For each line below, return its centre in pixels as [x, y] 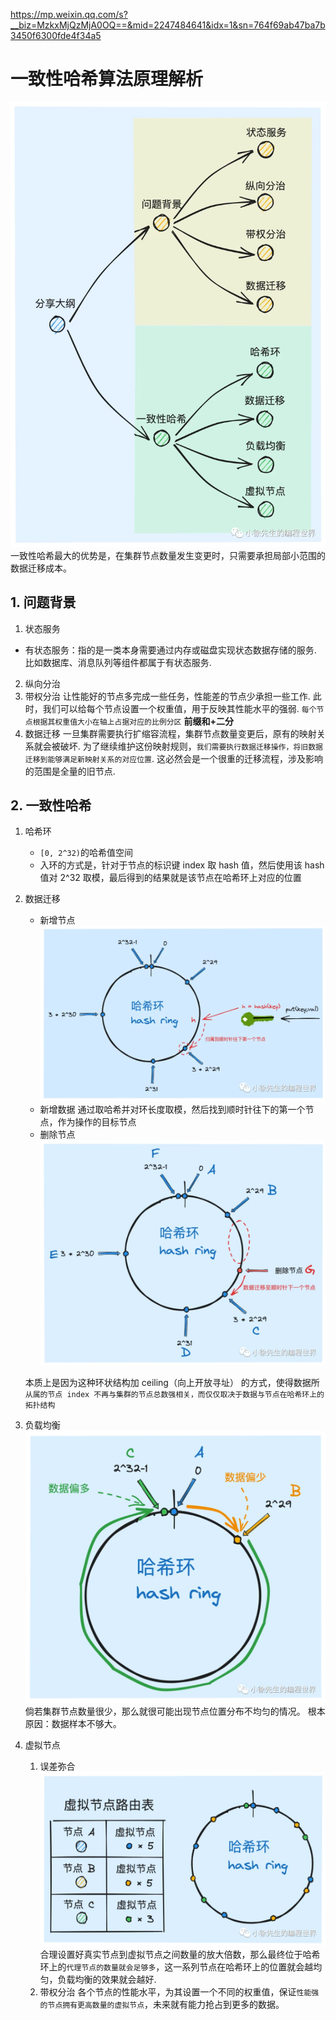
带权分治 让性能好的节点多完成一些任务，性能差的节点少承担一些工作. [167, 696]
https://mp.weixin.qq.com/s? [69, 14]
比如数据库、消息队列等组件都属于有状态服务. [118, 662]
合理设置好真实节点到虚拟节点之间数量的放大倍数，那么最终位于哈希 [180, 1954]
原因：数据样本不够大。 [73, 1723]
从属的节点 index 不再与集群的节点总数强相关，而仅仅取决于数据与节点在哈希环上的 [174, 1394]
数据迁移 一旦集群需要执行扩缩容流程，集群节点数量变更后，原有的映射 [170, 733]
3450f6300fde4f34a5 [56, 35]
